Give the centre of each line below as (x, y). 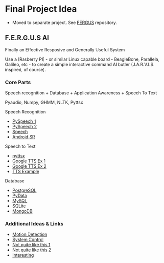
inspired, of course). (25, 69)
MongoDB (22, 211)
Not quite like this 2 (32, 250)
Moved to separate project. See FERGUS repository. (64, 22)
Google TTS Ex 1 (29, 161)
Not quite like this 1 (31, 245)
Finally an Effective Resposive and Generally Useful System (65, 49)
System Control (28, 240)
